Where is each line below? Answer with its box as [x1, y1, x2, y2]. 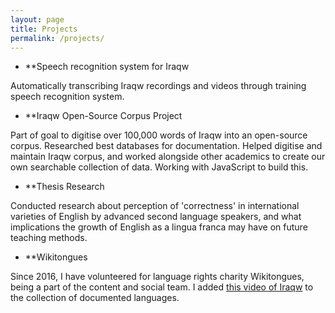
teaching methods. [10, 232, 88, 244]
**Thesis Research [24, 181, 105, 193]
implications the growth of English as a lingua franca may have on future [10, 221, 308, 233]
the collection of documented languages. [10, 292, 180, 304]
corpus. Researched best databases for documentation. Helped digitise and [10, 140, 323, 152]
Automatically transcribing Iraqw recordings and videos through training [10, 80, 307, 92]
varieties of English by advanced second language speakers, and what [10, 211, 302, 223]
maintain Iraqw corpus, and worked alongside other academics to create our [10, 151, 326, 163]
